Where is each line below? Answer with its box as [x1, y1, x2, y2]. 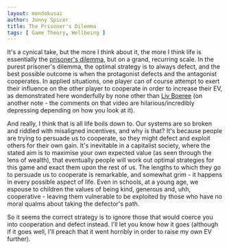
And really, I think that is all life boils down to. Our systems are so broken [7, 119, 213, 128]
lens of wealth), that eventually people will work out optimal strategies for [7, 156, 215, 165]
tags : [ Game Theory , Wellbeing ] [7, 29, 106, 36]
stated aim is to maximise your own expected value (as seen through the [7, 149, 212, 157]
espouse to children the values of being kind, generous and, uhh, [7, 185, 191, 193]
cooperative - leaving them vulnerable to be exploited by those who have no [7, 193, 223, 201]
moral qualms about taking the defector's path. [7, 200, 140, 208]
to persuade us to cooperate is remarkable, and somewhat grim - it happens [7, 171, 223, 179]
